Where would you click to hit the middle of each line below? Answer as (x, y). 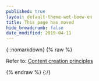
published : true (26, 11)
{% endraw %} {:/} (28, 72)
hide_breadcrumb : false (35, 28)
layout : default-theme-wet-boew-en (49, 17)
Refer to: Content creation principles (49, 61)
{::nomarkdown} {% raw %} (39, 50)
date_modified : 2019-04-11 (39, 33)
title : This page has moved (40, 22)
